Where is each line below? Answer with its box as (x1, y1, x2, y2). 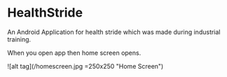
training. (7, 35, 32, 43)
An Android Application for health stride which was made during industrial (7, 28, 221, 36)
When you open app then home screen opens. (7, 49, 142, 57)
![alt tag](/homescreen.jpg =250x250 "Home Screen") (7, 62, 164, 70)
